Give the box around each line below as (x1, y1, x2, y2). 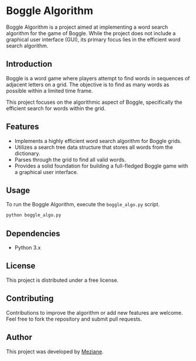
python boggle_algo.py (6, 212, 61, 218)
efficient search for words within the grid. (6, 104, 106, 112)
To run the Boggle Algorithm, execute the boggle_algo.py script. (6, 201, 160, 208)
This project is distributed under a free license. (6, 277, 119, 284)
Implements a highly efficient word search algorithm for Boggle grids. (14, 137, 182, 144)
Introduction (6, 59, 53, 69)
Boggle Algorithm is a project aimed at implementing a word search (6, 23, 169, 30)
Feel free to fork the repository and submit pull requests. (6, 315, 142, 322)
